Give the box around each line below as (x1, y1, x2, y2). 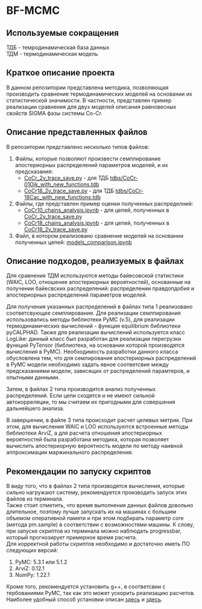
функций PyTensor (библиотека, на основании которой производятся (6, 341, 185, 349)
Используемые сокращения (6, 28, 119, 38)
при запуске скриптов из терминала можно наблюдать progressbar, (6, 527, 182, 535)
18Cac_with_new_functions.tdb (24, 193, 101, 200)
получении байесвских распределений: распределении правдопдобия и (6, 285, 195, 292)
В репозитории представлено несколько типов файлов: (6, 143, 150, 150)
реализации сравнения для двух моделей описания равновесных (6, 103, 177, 110)
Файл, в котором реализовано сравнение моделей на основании (14, 232, 184, 239)
